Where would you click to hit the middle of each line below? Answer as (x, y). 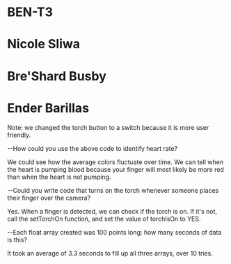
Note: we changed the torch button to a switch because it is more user (108, 127)
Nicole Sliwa (43, 44)
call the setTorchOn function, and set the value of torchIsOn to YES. (104, 219)
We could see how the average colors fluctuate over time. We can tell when (115, 162)
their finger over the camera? (49, 198)
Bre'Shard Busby (57, 76)
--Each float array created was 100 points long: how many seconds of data (114, 232)
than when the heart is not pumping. (59, 177)
